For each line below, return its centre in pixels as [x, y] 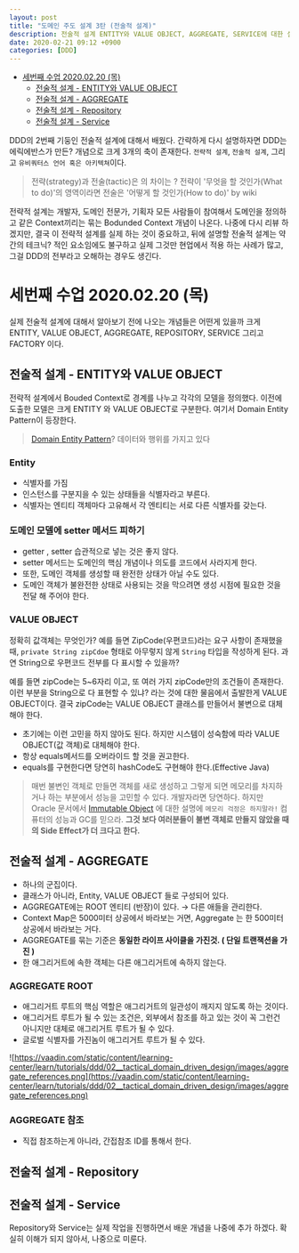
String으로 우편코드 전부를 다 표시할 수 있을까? [99, 662]
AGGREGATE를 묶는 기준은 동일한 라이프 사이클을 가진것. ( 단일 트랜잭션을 [150, 940]
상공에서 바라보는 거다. [61, 929]
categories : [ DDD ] [43, 51]
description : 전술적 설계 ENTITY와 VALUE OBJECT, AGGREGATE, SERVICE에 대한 [146, 34]
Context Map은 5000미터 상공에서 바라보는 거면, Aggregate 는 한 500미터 [153, 918]
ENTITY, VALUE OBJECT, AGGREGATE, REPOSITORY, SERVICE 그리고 [137, 333]
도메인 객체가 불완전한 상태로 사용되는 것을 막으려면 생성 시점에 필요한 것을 [152, 585]
